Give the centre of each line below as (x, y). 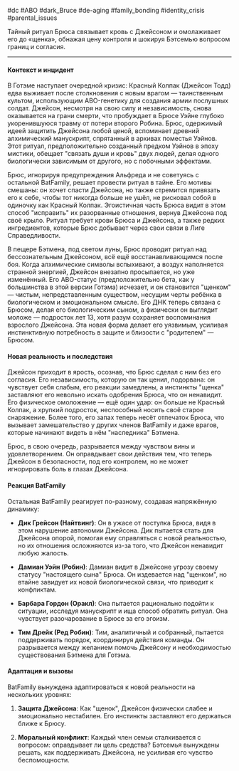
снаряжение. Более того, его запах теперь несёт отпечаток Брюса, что (116, 418)
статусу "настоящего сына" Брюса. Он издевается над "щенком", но (122, 574)
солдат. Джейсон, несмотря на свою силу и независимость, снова (110, 108)
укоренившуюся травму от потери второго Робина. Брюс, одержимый (115, 123)
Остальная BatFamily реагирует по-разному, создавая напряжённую (112, 501)
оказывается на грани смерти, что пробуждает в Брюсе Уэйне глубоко (116, 116)
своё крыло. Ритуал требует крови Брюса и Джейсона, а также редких (116, 221)
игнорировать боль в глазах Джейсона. (68, 469)
